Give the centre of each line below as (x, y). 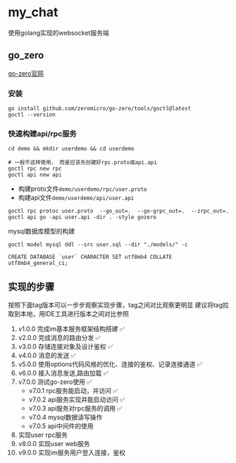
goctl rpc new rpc (35, 169)
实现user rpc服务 (43, 435)
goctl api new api (35, 175)
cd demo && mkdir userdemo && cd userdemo (71, 149)
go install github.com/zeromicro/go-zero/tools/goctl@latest (100, 109)
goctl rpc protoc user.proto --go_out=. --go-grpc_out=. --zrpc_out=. (119, 211)
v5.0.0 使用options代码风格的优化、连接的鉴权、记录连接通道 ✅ (110, 364)
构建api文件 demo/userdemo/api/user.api (76, 198)
